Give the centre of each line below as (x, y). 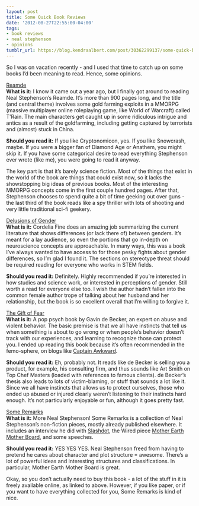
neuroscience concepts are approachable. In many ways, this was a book (96, 246)
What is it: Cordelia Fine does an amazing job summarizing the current (92, 227)
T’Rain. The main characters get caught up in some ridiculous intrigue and (97, 116)
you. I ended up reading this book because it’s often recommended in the (95, 344)
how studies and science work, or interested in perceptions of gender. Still (97, 282)
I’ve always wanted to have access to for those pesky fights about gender (96, 252)
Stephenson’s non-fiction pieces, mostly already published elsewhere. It (94, 424)
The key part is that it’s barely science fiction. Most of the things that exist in (99, 171)
